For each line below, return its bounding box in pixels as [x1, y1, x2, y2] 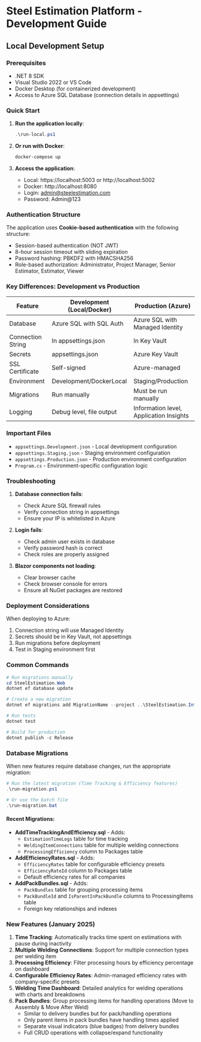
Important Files [6, 429, 51, 438]
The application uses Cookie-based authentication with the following [6, 224, 179, 231]
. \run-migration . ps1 [6, 786, 58, 792]
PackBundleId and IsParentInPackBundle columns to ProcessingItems [23, 892, 193, 899]
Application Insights [133, 411, 190, 420]
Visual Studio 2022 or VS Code [14, 78, 92, 86]
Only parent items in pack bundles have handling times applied [23, 1016, 179, 1023]
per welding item [14, 952, 57, 959]
